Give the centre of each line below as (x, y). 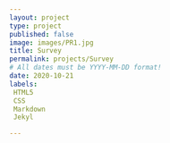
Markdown (30, 109)
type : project (36, 26)
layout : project (39, 17)
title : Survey (36, 51)
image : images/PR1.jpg (51, 42)
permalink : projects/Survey (62, 59)
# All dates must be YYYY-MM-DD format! (86, 68)
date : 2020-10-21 (42, 76)
